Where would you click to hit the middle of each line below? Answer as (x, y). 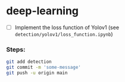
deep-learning (43, 11)
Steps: (16, 49)
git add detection (29, 62)
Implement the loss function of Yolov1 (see (67, 27)
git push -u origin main (37, 73)
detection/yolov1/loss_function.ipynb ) (64, 34)
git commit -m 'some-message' (44, 67)
